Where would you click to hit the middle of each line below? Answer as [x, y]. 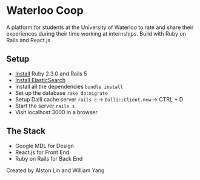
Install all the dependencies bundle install [69, 86]
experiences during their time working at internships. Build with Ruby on [96, 33]
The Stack [26, 131]
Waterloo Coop [45, 11]
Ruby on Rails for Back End [49, 158]
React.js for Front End [42, 152]
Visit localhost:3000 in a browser [56, 112]
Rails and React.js [28, 40]
